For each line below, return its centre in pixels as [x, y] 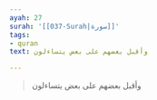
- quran [24, 43]
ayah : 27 [26, 18]
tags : [20, 35]
